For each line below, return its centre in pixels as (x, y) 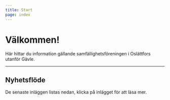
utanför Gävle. (20, 59)
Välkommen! (32, 40)
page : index (18, 15)
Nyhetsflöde (25, 80)
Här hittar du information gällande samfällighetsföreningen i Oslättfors (78, 54)
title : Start (19, 10)
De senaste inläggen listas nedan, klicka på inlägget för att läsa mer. (76, 92)
